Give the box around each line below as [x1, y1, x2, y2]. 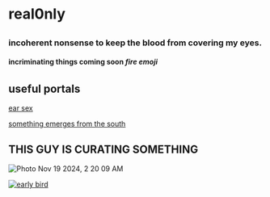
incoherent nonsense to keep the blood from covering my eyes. [8, 37, 263, 48]
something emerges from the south [8, 119, 126, 129]
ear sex [8, 103, 34, 113]
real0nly [8, 5, 66, 23]
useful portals [8, 82, 81, 95]
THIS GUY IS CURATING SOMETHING [8, 142, 199, 156]
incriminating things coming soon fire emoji [8, 57, 158, 67]
